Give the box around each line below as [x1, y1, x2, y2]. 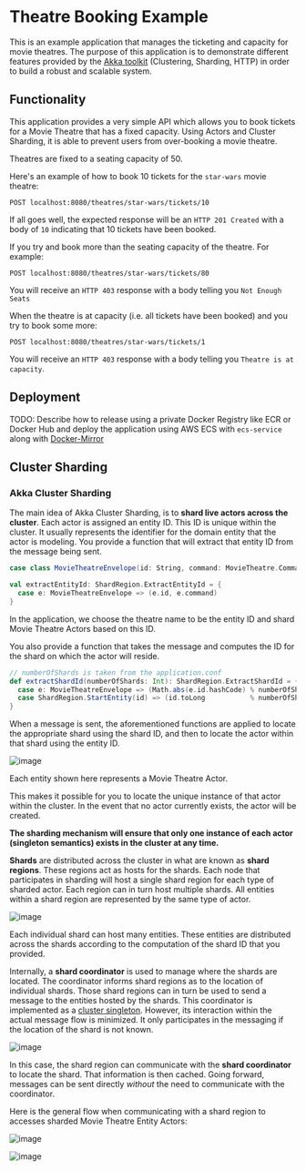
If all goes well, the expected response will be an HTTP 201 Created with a [9, 214, 284, 225]
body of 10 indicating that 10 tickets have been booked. [9, 223, 217, 234]
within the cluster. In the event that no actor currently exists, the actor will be [9, 800, 297, 811]
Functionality [9, 92, 87, 107]
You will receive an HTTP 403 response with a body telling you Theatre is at [9, 353, 294, 364]
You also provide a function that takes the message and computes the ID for [9, 640, 295, 652]
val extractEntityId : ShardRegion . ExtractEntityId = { [9, 580, 222, 589]
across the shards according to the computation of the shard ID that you [9, 939, 280, 950]
